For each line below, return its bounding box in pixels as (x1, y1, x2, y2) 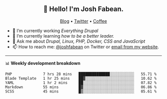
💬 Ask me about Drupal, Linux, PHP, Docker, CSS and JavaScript (12, 38, 146, 44)
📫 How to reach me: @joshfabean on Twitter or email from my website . (12, 44, 159, 49)
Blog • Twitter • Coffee (60, 18, 107, 24)
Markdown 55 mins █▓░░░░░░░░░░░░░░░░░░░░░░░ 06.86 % (5, 85, 157, 90)
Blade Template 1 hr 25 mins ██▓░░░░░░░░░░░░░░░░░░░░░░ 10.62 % (5, 76, 157, 81)
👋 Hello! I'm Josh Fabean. (43, 5, 124, 13)
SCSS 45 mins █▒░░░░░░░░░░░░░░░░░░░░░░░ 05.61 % (5, 89, 157, 94)
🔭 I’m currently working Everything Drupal (12, 28, 98, 34)
